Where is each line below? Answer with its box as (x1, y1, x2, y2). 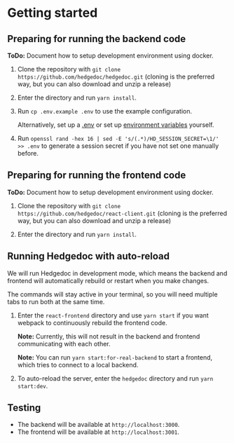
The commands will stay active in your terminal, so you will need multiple (7, 289, 219, 299)
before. (17, 149, 39, 157)
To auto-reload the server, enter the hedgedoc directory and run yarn (17, 374, 214, 383)
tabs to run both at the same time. (7, 297, 105, 306)
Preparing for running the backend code (7, 33, 186, 45)
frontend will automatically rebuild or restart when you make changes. (7, 276, 209, 285)
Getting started (7, 5, 98, 21)
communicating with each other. (17, 339, 111, 348)
